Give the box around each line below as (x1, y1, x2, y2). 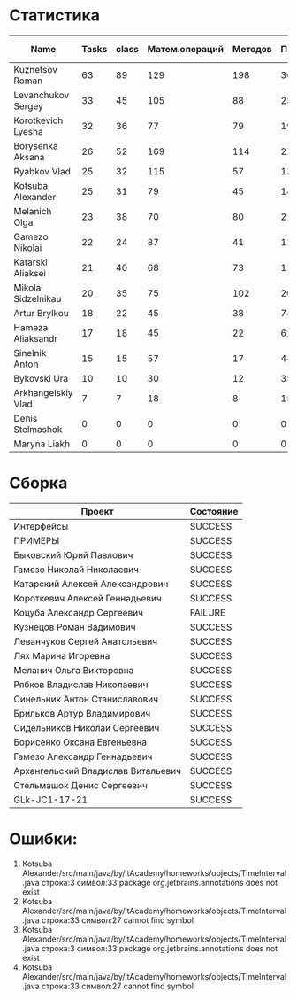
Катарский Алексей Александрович (13, 578, 169, 590)
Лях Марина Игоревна (13, 649, 110, 662)
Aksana (13, 151, 45, 163)
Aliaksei (13, 267, 47, 279)
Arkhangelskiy (13, 386, 73, 399)
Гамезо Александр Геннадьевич (13, 750, 153, 763)
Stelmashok (13, 422, 63, 435)
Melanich (13, 205, 52, 217)
